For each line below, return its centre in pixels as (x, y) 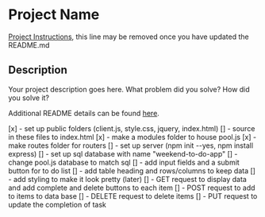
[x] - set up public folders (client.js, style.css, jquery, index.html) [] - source (132, 128)
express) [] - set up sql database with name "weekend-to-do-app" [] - (123, 153)
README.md (29, 45)
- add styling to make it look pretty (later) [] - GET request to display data (128, 179)
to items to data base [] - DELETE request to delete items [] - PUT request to (133, 196)
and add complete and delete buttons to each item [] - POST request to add (132, 188)
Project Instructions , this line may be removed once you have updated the (129, 37)
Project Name (54, 15)
